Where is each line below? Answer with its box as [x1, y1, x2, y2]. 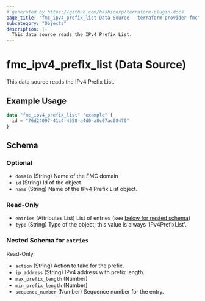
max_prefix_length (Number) [15, 275, 88, 282]
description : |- [6, 26, 48, 32]
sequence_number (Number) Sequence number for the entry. [15, 288, 164, 295]
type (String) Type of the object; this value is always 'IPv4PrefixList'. [15, 221, 187, 228]
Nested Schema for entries [6, 236, 89, 245]
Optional [6, 158, 32, 167]
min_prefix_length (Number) [15, 281, 88, 289]
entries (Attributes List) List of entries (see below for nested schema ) [15, 214, 191, 222]
